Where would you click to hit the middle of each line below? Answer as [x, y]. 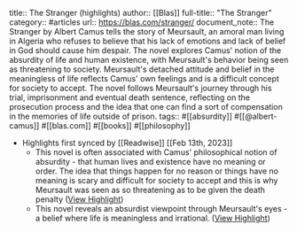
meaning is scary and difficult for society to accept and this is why [156, 180]
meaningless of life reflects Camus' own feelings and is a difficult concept [144, 78]
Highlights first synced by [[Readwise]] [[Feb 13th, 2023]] [127, 143]
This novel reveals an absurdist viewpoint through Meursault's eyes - [161, 209]
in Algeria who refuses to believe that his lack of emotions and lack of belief [148, 41]
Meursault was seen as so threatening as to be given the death [150, 190]
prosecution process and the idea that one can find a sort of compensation [146, 107]
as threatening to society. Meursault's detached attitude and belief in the [142, 69]
